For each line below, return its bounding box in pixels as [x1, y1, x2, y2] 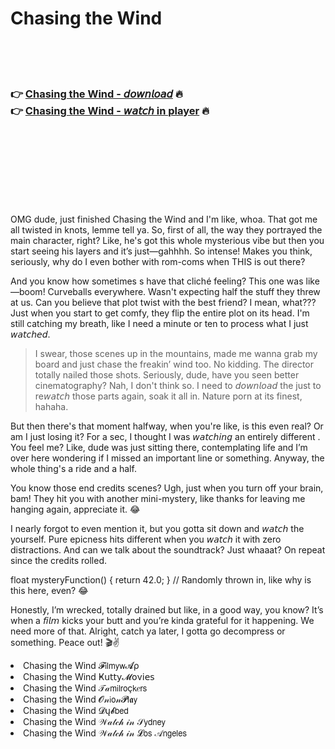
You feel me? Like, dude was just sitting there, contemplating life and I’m [10, 442, 308, 454]
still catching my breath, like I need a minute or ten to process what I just [10, 318, 309, 330]
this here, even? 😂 [10, 585, 89, 597]
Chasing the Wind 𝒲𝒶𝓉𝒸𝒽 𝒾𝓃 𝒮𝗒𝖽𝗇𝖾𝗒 [23, 716, 167, 728]
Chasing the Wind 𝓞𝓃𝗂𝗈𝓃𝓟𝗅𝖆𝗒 [23, 693, 138, 706]
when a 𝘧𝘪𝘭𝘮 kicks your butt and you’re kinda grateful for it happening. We [10, 615, 315, 627]
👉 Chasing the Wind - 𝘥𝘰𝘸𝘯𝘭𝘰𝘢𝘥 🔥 [10, 87, 183, 101]
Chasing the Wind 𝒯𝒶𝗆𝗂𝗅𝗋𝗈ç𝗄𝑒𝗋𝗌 [23, 682, 148, 694]
